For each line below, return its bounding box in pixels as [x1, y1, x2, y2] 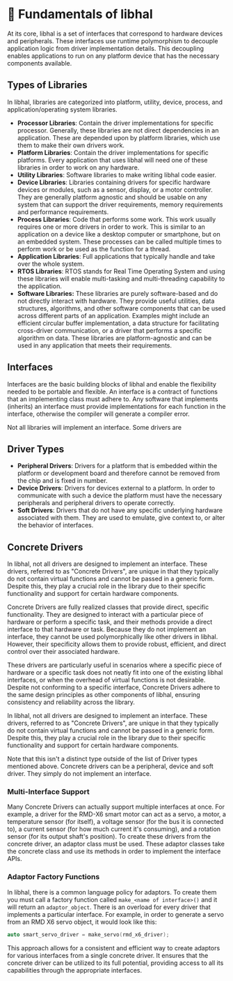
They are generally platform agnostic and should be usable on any [17, 193, 207, 201]
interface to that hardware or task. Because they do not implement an [7, 625, 207, 634]
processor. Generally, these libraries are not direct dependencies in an [17, 126, 219, 135]
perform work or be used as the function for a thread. [17, 244, 171, 253]
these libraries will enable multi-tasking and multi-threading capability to [17, 274, 225, 283]
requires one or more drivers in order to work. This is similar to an [17, 223, 205, 231]
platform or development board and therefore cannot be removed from [17, 469, 220, 477]
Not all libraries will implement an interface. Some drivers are [7, 423, 182, 431]
